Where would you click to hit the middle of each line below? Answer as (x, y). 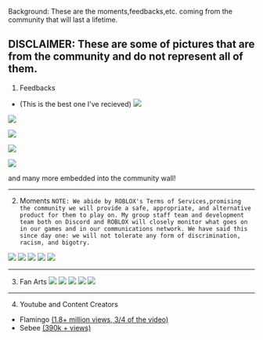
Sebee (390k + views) (55, 327)
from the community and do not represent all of (126, 57)
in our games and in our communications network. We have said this (133, 228)
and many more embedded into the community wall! (92, 178)
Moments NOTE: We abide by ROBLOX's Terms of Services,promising (130, 200)
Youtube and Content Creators (69, 304)
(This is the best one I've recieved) (75, 104)
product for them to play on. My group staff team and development (131, 215)
